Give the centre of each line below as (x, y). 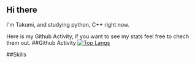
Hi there (22, 10)
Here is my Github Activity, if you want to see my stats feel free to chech (97, 36)
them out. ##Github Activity (41, 42)
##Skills (16, 55)
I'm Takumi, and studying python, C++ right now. (68, 24)
